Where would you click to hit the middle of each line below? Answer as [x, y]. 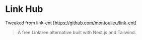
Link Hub [24, 9]
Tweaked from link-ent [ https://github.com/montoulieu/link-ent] [71, 23]
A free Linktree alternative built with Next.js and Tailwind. [77, 32]
